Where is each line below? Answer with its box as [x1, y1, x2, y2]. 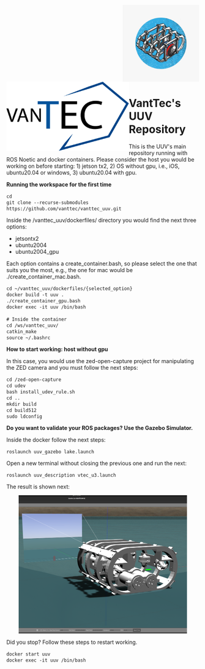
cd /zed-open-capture [6, 377, 62, 383]
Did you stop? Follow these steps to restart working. [6, 638, 138, 646]
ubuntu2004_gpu [15, 248, 59, 255]
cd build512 [6, 407, 37, 413]
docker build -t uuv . [6, 291, 64, 298]
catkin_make [6, 328, 37, 335]
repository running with [129, 149, 188, 157]
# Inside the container [6, 316, 67, 323]
